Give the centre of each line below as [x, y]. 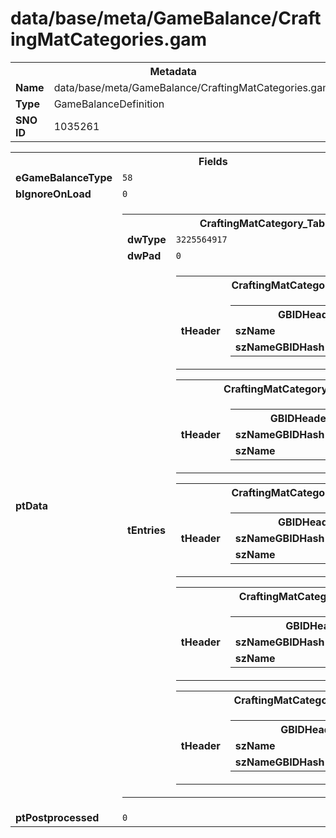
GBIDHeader [300, 418]
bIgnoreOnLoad [53, 194]
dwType [147, 239]
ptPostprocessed [57, 817]
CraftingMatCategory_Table [266, 223]
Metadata [173, 71]
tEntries [146, 530]
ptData [32, 505]
